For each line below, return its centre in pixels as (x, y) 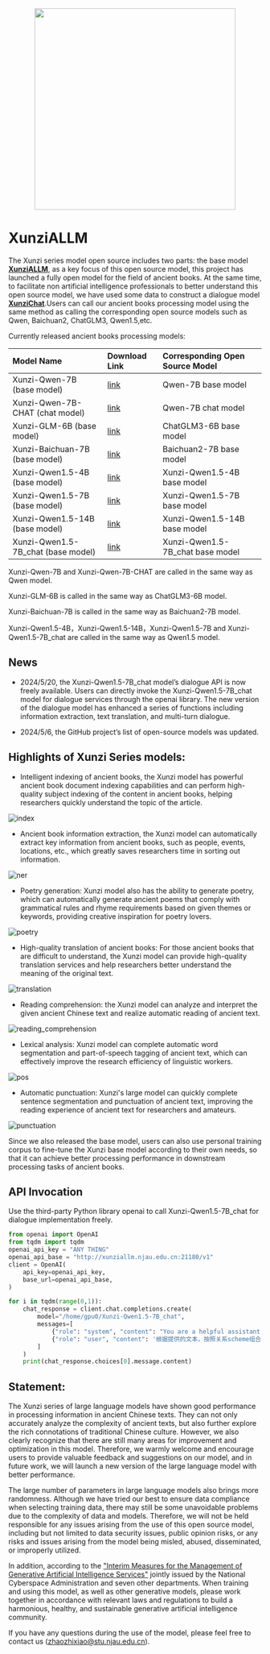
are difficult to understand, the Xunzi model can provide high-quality (133, 956)
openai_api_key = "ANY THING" (59, 1250)
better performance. (42, 1475)
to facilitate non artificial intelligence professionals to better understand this (133, 286)
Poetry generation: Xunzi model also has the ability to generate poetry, (137, 891)
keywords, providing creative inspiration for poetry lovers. (116, 916)
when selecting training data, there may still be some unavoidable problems (133, 1507)
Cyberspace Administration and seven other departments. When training (129, 1583)
